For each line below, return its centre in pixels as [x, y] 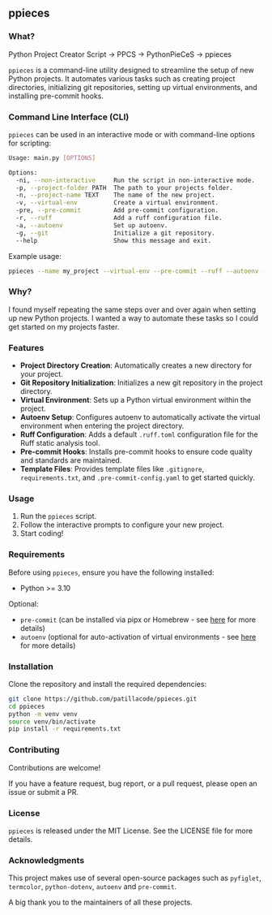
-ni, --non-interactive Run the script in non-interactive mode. [135, 180]
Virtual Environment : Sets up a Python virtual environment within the [136, 400]
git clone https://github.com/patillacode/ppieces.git [103, 699]
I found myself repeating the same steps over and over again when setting [132, 309]
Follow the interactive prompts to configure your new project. [122, 525]
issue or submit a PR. [44, 792]
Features [26, 347]
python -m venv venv [43, 714]
